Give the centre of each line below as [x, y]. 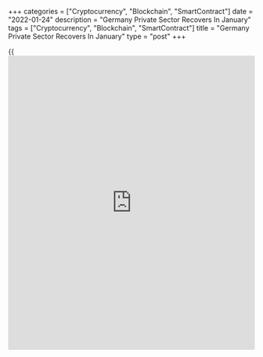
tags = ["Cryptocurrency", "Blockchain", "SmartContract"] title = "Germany [129, 28]
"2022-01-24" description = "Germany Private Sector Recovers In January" [130, 20]
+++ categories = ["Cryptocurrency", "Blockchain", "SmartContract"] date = [131, 11]
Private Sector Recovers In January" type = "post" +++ [97, 36]
